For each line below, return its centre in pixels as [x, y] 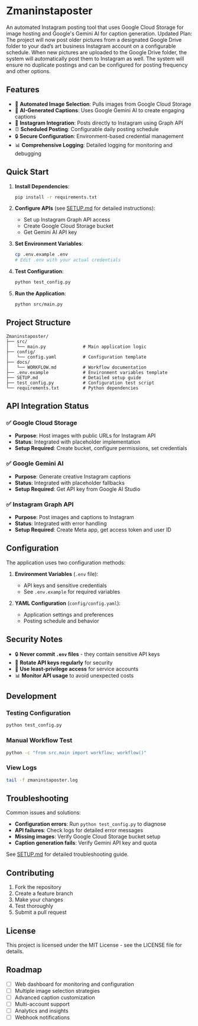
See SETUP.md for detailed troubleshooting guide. [67, 854]
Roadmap [24, 970]
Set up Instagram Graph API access [67, 220]
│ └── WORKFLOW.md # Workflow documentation [76, 367]
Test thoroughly [34, 906]
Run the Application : [40, 294]
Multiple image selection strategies [57, 991]
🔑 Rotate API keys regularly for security [64, 662]
